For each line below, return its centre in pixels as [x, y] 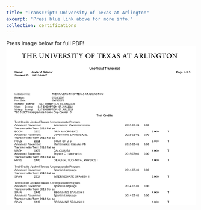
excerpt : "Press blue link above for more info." [70, 19]
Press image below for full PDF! [45, 43]
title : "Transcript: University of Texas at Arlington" [78, 13]
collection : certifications [42, 25]
